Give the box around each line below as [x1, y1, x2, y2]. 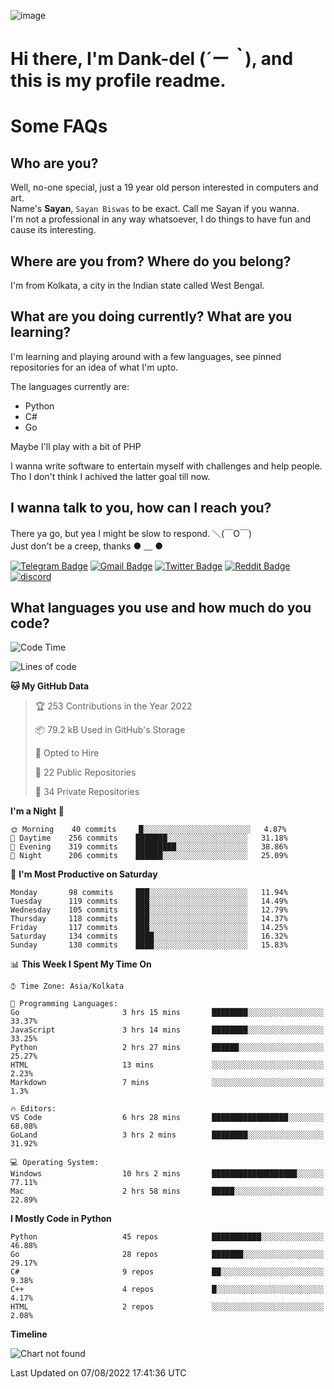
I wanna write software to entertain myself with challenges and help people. [10, 460, 323, 472]
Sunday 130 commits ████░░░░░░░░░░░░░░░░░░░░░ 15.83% [10, 940, 288, 950]
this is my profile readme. [10, 70, 227, 92]
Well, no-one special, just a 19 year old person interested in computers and [10, 181, 319, 194]
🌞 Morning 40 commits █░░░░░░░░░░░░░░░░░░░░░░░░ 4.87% [10, 825, 287, 835]
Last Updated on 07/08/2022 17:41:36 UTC [10, 1367, 187, 1379]
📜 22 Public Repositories [34, 766, 137, 779]
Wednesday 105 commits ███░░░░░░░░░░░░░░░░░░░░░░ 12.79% [10, 905, 288, 915]
